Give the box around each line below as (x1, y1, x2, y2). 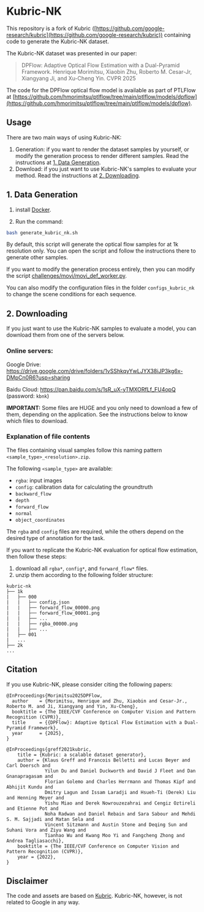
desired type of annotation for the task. (6, 534, 105, 541)
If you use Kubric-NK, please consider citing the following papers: (6, 680, 173, 688)
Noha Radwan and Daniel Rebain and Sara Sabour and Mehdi (45, 811, 196, 817)
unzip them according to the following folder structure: (15, 571, 153, 578)
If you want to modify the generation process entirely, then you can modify (6, 265, 195, 273)
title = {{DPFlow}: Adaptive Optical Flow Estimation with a (12, 719, 183, 726)
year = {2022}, (17, 854, 56, 860)
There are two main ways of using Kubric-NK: (6, 133, 122, 141)
